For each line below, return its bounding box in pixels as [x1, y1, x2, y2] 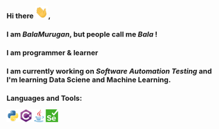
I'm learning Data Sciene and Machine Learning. [6, 75, 171, 84]
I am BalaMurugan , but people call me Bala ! [6, 30, 158, 39]
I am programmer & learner [6, 47, 98, 57]
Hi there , [6, 11, 51, 21]
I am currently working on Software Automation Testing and [6, 66, 212, 75]
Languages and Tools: [6, 93, 82, 103]
